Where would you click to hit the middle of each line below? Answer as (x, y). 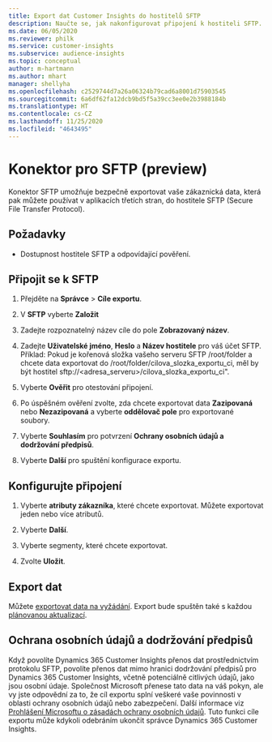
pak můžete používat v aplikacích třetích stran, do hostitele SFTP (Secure (131, 200)
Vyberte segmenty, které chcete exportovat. (94, 546)
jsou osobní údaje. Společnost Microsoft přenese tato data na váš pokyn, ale (136, 685)
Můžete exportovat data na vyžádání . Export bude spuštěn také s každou (130, 606)
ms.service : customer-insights (61, 46)
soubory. (35, 420)
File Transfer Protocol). (47, 208)
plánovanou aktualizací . (48, 615)
